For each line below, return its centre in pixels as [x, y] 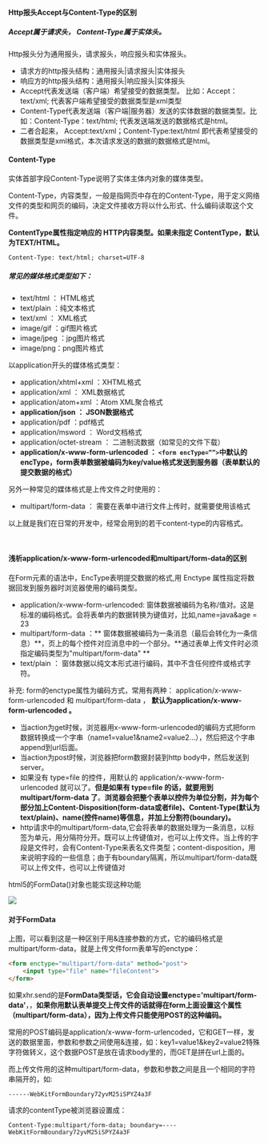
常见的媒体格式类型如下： [50, 276]
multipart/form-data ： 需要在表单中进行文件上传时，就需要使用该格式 [135, 506]
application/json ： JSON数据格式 [76, 411]
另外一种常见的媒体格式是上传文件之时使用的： [85, 489]
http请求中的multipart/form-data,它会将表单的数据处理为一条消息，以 [134, 827]
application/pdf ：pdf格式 [62, 422]
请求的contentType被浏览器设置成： [68, 1110]
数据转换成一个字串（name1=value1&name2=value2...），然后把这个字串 [137, 737]
